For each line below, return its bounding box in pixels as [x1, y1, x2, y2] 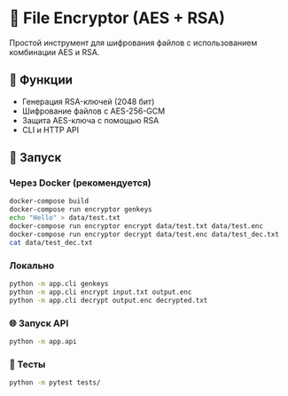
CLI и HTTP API [21, 124, 80, 135]
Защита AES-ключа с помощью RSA [21, 115, 160, 125]
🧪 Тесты [9, 358, 46, 370]
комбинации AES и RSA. [9, 46, 100, 57]
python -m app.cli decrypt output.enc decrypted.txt [9, 296, 208, 305]
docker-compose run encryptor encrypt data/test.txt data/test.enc [9, 222, 264, 231]
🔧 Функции [9, 73, 74, 88]
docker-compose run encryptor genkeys [9, 205, 152, 214]
